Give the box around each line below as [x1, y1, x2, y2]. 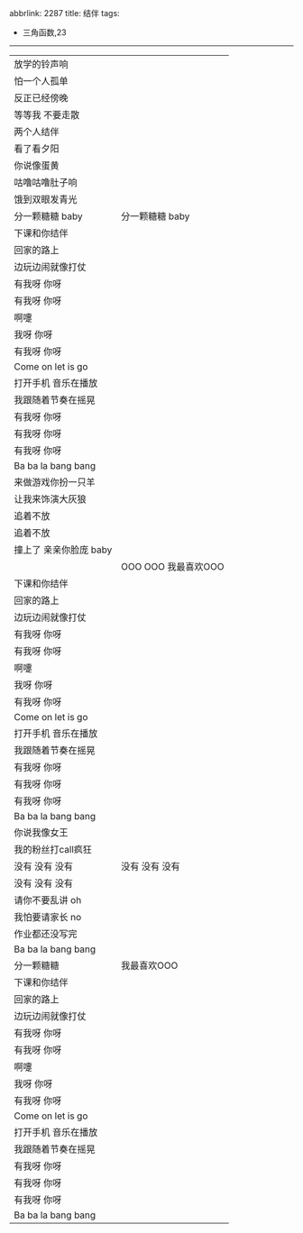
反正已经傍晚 [14, 92, 69, 104]
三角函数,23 [22, 27, 68, 38]
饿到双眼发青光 [14, 193, 78, 205]
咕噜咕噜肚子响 [14, 177, 78, 188]
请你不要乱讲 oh [14, 894, 82, 906]
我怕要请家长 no [14, 911, 82, 923]
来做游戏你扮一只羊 [14, 476, 96, 489]
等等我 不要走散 [14, 109, 80, 121]
